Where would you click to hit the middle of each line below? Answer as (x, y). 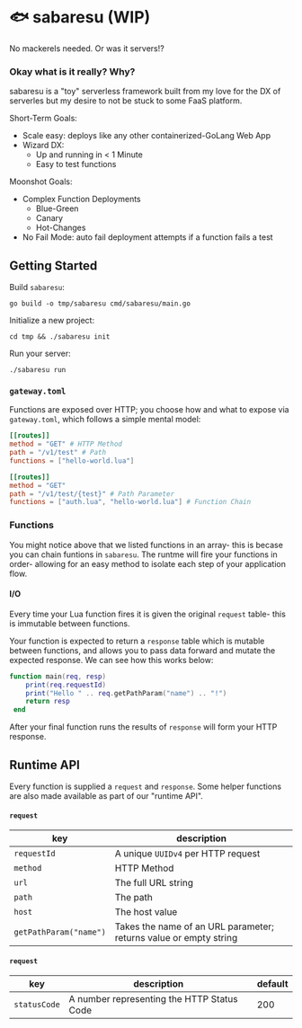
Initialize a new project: (52, 321)
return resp (48, 702)
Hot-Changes (61, 228)
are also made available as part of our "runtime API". (107, 796)
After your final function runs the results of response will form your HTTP (143, 727)
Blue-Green (57, 208)
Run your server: (40, 354)
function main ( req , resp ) (58, 676)
